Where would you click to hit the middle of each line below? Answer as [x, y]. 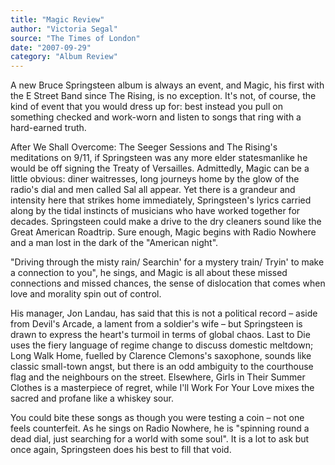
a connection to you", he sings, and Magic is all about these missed [149, 273]
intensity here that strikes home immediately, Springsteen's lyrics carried [161, 200]
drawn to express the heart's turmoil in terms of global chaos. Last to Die [160, 335]
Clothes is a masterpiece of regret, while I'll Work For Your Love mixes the [162, 388]
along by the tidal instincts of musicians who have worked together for [155, 211]
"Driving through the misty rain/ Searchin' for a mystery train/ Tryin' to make [167, 262]
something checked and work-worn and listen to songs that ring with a [156, 117]
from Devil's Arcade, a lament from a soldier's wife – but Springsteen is [156, 324]
